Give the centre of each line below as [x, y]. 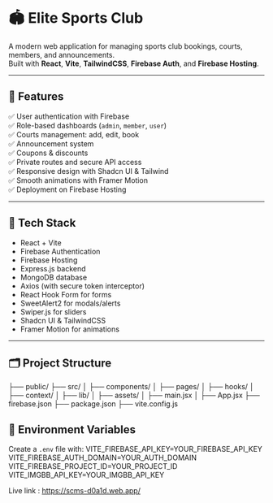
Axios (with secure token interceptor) [82, 286]
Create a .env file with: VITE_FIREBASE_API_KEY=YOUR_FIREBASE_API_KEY [135, 449]
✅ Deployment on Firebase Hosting [67, 189]
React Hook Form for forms [66, 294]
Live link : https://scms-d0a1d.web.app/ [74, 491]
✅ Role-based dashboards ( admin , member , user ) [88, 125]
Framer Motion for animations [70, 329]
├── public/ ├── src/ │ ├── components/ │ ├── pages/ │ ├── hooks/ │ [131, 387]
